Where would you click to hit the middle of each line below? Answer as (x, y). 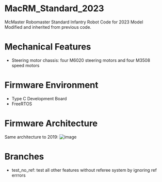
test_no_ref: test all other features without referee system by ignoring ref (84, 170)
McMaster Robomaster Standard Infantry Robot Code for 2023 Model (74, 22)
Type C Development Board (39, 98)
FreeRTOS (22, 104)
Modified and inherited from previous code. (48, 27)
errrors (19, 175)
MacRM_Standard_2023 (54, 9)
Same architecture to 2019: (32, 137)
